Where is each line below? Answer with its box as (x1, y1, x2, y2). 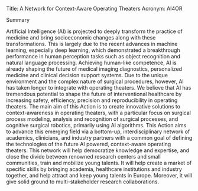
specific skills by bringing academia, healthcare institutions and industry (6, 166, 182, 173)
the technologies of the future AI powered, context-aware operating (6, 141, 171, 147)
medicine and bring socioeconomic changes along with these (6, 34, 156, 41)
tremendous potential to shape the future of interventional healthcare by (6, 91, 182, 97)
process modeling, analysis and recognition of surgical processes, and (6, 116, 178, 123)
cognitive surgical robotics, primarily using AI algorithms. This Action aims (6, 122, 187, 129)
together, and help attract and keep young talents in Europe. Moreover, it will (6, 172, 193, 179)
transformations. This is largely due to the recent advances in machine (6, 41, 178, 47)
